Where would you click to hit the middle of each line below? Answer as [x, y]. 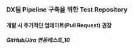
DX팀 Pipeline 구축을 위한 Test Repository [67, 9]
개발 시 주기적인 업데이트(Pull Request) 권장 [59, 25]
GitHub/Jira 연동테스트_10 [38, 40]
